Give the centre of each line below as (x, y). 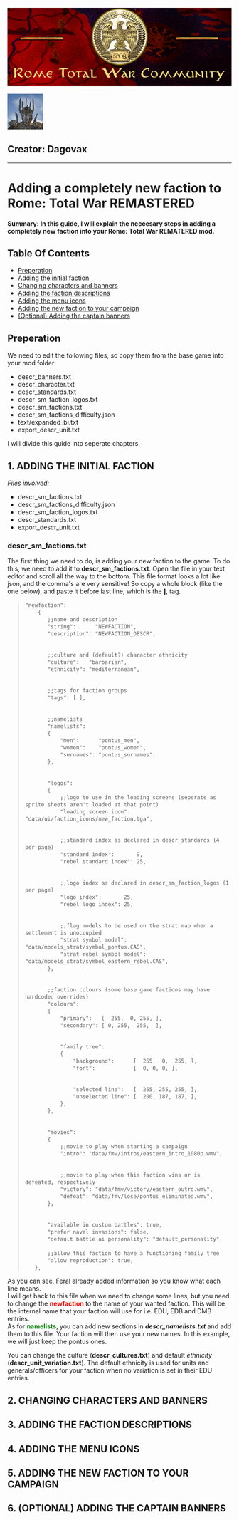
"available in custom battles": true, (105, 1225)
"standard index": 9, (102, 855)
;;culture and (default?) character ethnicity (117, 655)
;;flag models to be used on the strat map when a (137, 926)
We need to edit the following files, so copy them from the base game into (116, 355)
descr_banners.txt (44, 377)
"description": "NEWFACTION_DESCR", (102, 634)
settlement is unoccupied (63, 933)
